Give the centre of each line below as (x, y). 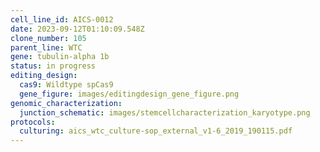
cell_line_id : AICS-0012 (62, 19)
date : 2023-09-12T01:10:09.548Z (77, 29)
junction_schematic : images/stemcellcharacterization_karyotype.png (165, 112)
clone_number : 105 (48, 38)
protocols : (33, 122)
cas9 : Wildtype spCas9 (66, 85)
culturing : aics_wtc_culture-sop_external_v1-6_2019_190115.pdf (156, 131)
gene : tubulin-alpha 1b (60, 57)
